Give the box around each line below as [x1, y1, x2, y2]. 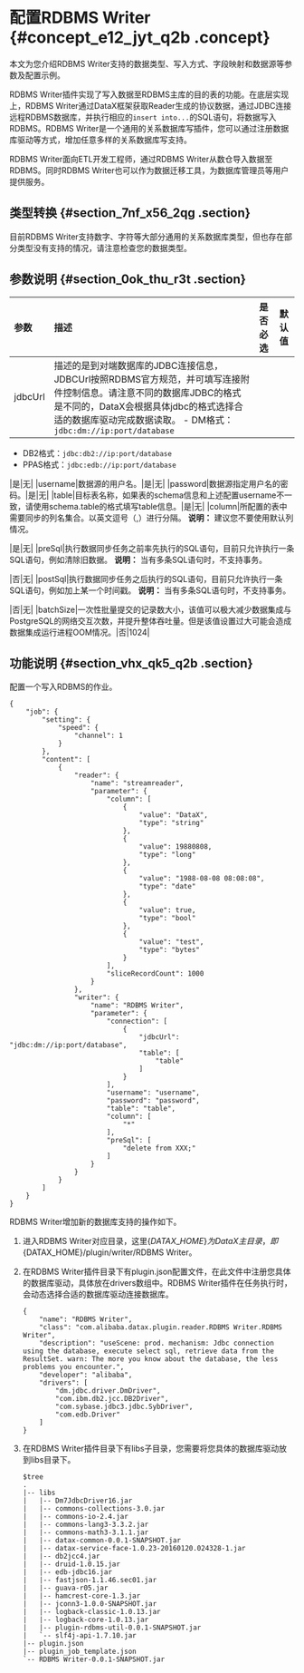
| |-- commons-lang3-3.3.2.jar [22, 1520, 149, 1530]
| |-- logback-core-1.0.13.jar [22, 1615, 149, 1625]
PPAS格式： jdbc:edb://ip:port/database [22, 459, 176, 470]
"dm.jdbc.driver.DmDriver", [55, 1386, 161, 1396]
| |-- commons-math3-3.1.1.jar [22, 1528, 149, 1537]
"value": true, [138, 906, 196, 915]
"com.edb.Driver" [55, 1410, 120, 1419]
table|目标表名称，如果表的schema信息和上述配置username [53, 490, 277, 501]
